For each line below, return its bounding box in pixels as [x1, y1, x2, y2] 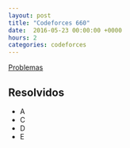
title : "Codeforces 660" [8, 19, 90, 27]
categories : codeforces [8, 41, 87, 49]
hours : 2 [8, 33, 37, 42]
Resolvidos [8, 85, 65, 99]
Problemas [8, 63, 44, 72]
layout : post [8, 11, 52, 20]
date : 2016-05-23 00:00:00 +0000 [8, 26, 123, 34]
